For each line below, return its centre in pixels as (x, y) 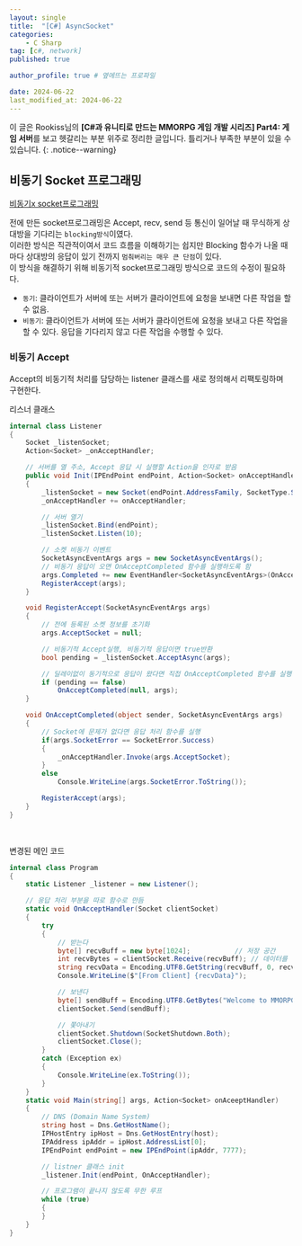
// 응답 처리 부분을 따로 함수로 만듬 (85, 901)
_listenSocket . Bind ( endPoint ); (100, 525)
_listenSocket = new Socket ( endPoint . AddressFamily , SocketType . (167, 492)
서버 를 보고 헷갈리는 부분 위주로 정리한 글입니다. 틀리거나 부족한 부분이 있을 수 (155, 138)
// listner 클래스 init (83, 1166)
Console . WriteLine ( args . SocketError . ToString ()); (152, 782)
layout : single (38, 18)
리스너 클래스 (32, 409)
